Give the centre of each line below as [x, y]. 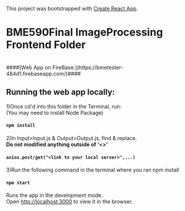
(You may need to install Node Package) [55, 113]
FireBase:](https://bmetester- [88, 67]
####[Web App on [29, 67]
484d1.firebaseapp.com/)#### [44, 74]
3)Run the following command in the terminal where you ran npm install [93, 170]
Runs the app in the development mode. [54, 195]
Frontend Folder [46, 45]
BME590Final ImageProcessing [85, 32]
